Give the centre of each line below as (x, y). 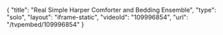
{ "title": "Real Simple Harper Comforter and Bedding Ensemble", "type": (111, 10)
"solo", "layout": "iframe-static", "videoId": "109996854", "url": (97, 17)
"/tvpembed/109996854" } (46, 24)
